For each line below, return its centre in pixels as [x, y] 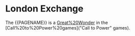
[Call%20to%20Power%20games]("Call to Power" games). [68, 27]
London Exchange [44, 9]
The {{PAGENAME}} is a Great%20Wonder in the [57, 22]
